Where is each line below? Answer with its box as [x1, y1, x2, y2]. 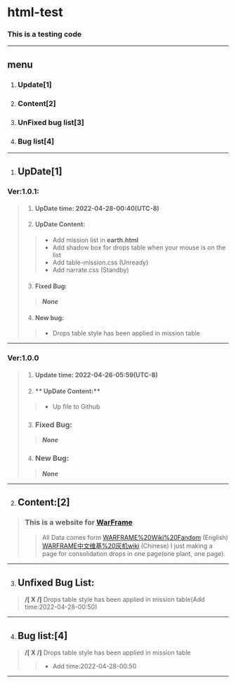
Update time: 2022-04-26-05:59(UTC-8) [34, 370, 158, 379]
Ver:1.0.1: [7, 187, 40, 197]
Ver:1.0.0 [7, 353, 39, 363]
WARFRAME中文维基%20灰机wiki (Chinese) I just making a [41, 542, 213, 550]
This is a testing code [7, 30, 82, 39]
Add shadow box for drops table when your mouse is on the [52, 243, 226, 252]
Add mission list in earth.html [52, 236, 139, 245]
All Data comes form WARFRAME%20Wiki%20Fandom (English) [41, 534, 228, 542]
